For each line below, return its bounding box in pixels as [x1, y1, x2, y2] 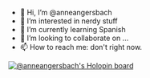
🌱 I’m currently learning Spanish [19, 25, 126, 34]
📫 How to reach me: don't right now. [19, 43, 143, 51]
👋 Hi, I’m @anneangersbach [19, 8, 112, 17]
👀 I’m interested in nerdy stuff [19, 16, 118, 26]
